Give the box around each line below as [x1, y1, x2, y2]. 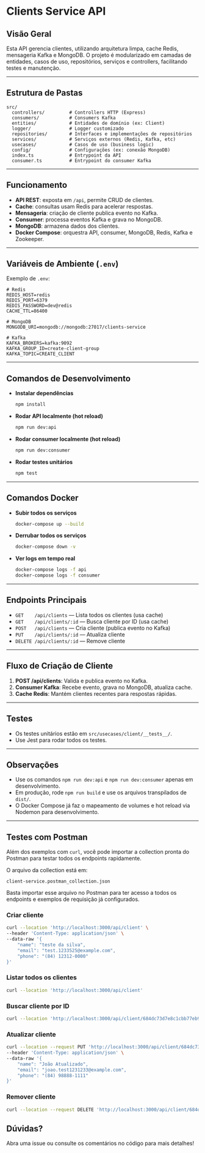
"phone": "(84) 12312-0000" [17, 953, 88, 959]
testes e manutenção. [6, 64, 61, 72]
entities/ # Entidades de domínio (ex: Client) [12, 120, 165, 126]
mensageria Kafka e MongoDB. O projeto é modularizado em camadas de [6, 51, 192, 59]
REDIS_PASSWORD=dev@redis [6, 303, 72, 309]
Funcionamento [6, 180, 68, 190]
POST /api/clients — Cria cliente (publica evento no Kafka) [15, 624, 171, 632]
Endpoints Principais [6, 595, 87, 605]
